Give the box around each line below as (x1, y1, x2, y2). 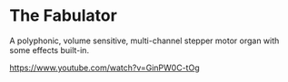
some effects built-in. (9, 44, 89, 55)
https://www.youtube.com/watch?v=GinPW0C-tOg (9, 62, 200, 73)
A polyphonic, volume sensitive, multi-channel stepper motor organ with (9, 35, 280, 46)
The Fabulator (9, 5, 118, 26)
